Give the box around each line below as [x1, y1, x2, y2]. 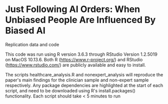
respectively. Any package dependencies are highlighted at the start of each [5, 82, 163, 88]
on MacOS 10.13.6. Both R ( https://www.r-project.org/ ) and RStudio [5, 56, 143, 62]
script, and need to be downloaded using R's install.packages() [5, 87, 136, 93]
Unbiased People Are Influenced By [5, 14, 156, 26]
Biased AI [5, 25, 46, 36]
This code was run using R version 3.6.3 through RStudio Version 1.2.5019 [5, 51, 158, 57]
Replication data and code [5, 41, 59, 47]
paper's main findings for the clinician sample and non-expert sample [5, 77, 149, 83]
